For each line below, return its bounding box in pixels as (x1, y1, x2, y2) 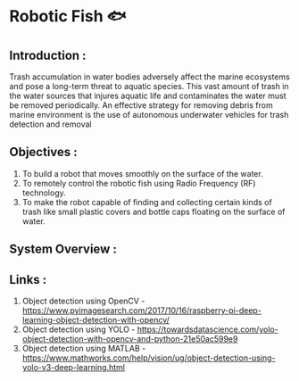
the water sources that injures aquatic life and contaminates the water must (9, 90, 287, 101)
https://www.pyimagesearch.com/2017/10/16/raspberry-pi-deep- (21, 305, 262, 316)
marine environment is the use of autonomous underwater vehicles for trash (9, 110, 289, 120)
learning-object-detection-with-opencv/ (21, 315, 170, 326)
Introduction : (9, 47, 87, 62)
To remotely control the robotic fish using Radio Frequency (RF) (21, 178, 256, 188)
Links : (9, 272, 47, 287)
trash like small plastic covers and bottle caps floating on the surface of (21, 206, 286, 217)
